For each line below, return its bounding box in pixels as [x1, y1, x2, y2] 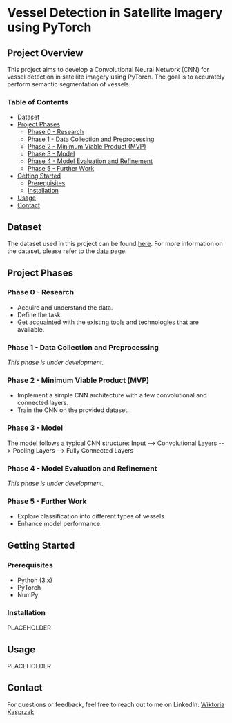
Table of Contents [7, 97, 69, 106]
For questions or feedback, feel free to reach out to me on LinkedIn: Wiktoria [7, 700, 225, 708]
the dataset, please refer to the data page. [7, 247, 127, 255]
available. [17, 325, 45, 333]
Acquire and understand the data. [17, 303, 113, 312]
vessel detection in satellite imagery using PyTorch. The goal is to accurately [7, 73, 225, 81]
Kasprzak [7, 707, 35, 716]
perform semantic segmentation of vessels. [7, 80, 131, 88]
